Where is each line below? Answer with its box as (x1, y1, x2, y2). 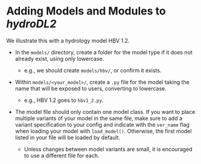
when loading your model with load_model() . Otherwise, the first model (14, 127, 192, 134)
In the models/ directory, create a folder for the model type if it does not (14, 48, 193, 55)
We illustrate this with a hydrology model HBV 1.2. (6, 37, 130, 44)
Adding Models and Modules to (6, 4, 166, 18)
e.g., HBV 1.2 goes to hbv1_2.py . (24, 96, 104, 104)
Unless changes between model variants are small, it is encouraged (24, 145, 193, 153)
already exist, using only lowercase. (14, 55, 104, 62)
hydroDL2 (6, 17, 57, 31)
